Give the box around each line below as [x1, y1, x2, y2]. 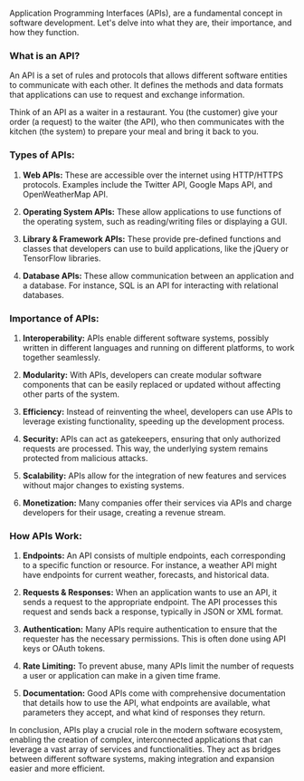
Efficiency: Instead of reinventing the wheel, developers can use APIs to [22, 406, 293, 417]
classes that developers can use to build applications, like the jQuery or [22, 243, 290, 254]
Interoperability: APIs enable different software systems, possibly [22, 333, 270, 343]
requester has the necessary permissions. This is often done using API [22, 633, 287, 644]
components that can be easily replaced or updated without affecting [22, 379, 281, 390]
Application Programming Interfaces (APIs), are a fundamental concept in [9, 8, 283, 18]
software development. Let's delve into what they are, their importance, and [9, 17, 292, 28]
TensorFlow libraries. [22, 253, 101, 264]
